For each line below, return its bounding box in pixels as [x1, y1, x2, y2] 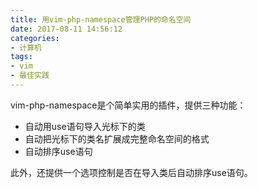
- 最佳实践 [10, 71, 50, 81]
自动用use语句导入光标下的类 [24, 120, 146, 132]
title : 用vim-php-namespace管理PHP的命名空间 [10, 14, 192, 25]
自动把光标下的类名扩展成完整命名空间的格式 [24, 132, 210, 145]
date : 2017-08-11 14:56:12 [10, 24, 123, 34]
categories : [10, 33, 60, 43]
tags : [10, 52, 33, 62]
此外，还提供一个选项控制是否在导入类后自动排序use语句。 [10, 166, 253, 178]
